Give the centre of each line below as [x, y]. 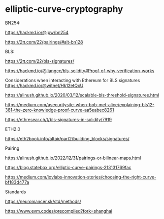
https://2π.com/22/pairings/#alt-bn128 [44, 42]
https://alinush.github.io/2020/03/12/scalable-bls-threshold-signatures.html [82, 95]
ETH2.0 [13, 129]
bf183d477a [17, 182]
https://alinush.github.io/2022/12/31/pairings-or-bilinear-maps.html [73, 158]
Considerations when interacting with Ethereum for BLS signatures [73, 80]
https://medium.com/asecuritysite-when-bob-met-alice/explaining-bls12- [80, 104]
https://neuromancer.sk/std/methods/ [43, 201]
